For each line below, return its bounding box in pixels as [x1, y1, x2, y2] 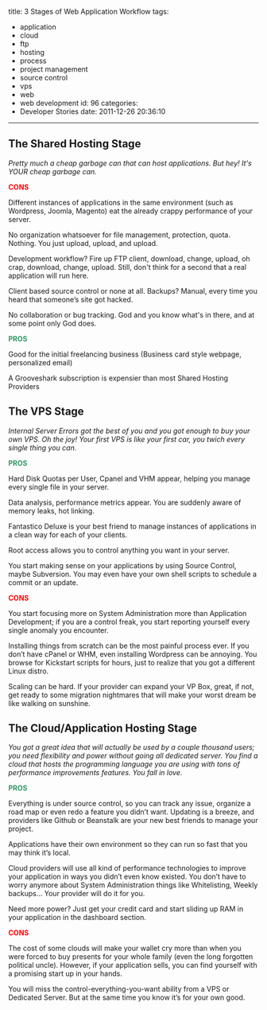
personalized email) [8, 357, 73, 367]
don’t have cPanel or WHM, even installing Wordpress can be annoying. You [8, 649, 257, 659]
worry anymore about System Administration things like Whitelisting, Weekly [8, 880, 258, 890]
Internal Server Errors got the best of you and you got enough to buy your [8, 426, 250, 435]
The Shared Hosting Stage [8, 137, 141, 150]
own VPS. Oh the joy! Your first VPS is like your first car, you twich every [8, 434, 246, 444]
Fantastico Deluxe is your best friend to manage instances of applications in [8, 521, 257, 531]
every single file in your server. [8, 482, 110, 492]
